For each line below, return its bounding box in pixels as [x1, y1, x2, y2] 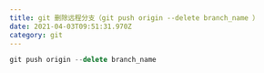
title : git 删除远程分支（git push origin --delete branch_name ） [9, 13, 259, 23]
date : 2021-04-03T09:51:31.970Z [9, 22, 132, 31]
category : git [9, 30, 64, 39]
